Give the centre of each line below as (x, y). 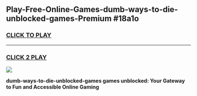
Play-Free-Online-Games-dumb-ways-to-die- (92, 10)
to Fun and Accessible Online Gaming (53, 87)
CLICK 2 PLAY (26, 57)
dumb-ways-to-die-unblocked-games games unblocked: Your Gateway (96, 80)
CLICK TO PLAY (29, 35)
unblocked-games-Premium (59, 19)
